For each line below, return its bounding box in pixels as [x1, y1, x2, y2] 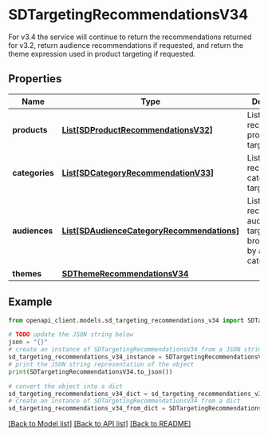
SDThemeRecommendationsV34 [61, 268, 189, 279]
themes [12, 268, 42, 279]
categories [12, 167, 54, 178]
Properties [8, 72, 62, 85]
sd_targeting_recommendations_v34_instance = [8, 353, 162, 361]
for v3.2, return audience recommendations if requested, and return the [8, 40, 244, 50]
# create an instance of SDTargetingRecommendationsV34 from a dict [8, 397, 241, 405]
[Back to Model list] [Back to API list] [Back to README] [8, 419, 191, 429]
